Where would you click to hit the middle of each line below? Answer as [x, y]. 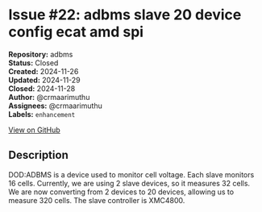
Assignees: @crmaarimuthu [55, 106]
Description [38, 155]
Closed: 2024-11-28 [42, 88]
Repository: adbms [41, 54]
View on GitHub [34, 130]
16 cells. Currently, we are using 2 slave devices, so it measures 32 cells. [129, 183]
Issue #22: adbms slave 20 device [125, 15]
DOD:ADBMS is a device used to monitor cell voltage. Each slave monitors [131, 174]
